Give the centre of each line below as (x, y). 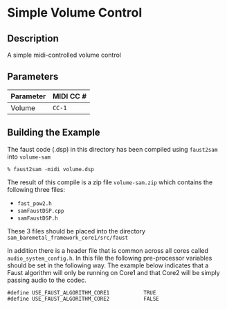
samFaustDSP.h (37, 218)
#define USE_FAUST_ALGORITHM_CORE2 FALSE (83, 299)
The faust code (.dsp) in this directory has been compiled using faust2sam (112, 149)
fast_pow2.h (34, 203)
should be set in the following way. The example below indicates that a (108, 265)
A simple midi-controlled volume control (64, 55)
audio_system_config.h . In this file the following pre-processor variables (110, 258)
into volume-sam (29, 157)
